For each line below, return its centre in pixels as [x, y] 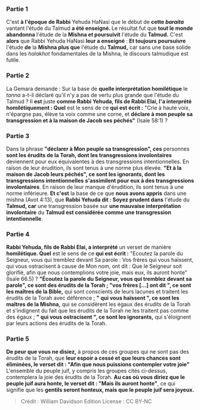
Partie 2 [18, 75]
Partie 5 [18, 339]
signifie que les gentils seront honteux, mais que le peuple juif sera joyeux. [100, 390]
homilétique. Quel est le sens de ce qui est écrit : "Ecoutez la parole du [95, 253]
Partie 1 [17, 9]
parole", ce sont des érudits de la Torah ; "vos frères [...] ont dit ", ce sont [99, 285]
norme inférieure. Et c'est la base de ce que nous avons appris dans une [96, 193]
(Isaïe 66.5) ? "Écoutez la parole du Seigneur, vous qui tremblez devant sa [99, 279]
